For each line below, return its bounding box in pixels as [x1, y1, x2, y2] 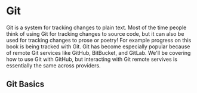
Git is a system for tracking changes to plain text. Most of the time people [6, 24, 187, 31]
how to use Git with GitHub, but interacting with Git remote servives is [6, 55, 178, 63]
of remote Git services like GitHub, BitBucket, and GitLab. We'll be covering [6, 49, 191, 56]
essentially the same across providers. [6, 61, 101, 69]
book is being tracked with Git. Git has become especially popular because [6, 43, 190, 50]
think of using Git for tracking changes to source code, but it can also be [6, 30, 184, 37]
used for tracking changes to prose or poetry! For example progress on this [6, 36, 192, 44]
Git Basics [6, 79, 45, 89]
